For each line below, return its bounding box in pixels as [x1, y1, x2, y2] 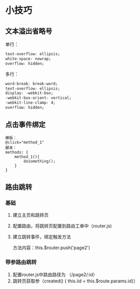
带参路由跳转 [5, 259, 37, 266]
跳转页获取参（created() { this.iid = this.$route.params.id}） [12, 278, 138, 284]
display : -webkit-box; [5, 91, 53, 96]
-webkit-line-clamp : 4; [5, 100, 56, 106]
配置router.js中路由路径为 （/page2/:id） [12, 271, 98, 277]
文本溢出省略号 [5, 27, 52, 35]
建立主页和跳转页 [12, 212, 49, 218]
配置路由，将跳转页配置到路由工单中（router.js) [12, 223, 112, 229]
